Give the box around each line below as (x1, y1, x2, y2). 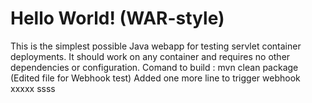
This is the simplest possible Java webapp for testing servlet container (10, 40, 302, 52)
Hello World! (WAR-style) (10, 7, 225, 30)
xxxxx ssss (10, 82, 56, 94)
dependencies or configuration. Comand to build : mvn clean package (10, 61, 299, 73)
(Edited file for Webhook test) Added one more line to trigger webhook (10, 72, 301, 84)
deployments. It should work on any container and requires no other (10, 50, 291, 62)
